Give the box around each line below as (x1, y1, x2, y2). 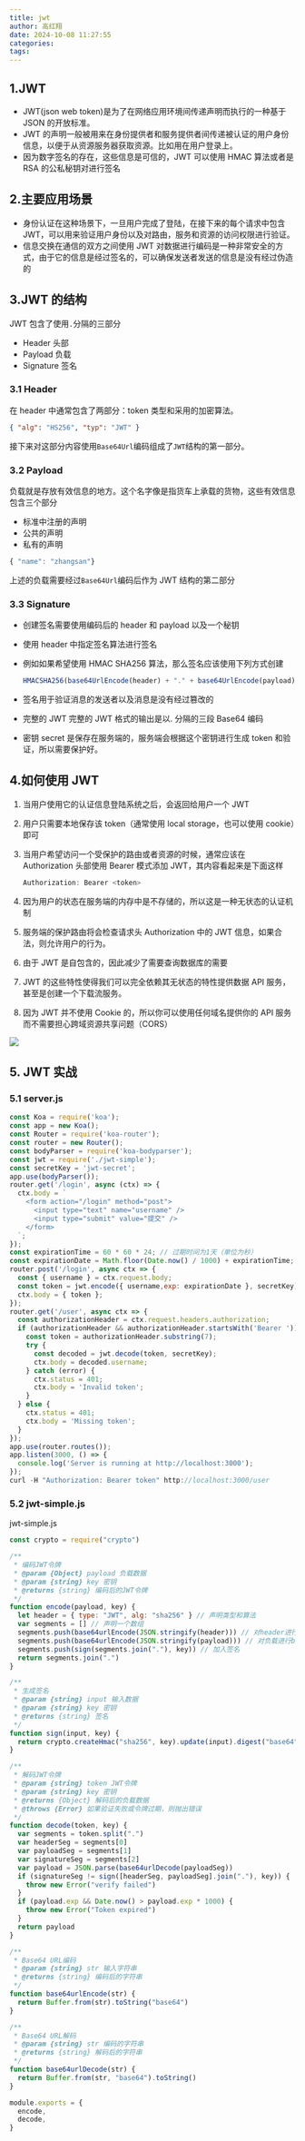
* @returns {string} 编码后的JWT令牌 (13, 1585, 148, 1594)
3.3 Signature (9, 597, 71, 610)
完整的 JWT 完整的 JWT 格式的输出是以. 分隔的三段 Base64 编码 (22, 714, 264, 725)
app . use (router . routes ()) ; (9, 1442, 112, 1451)
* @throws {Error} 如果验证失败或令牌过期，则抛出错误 (13, 1804, 202, 1813)
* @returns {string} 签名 (13, 1712, 109, 1721)
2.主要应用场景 (9, 192, 93, 207)
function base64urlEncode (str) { (9, 1989, 136, 1998)
